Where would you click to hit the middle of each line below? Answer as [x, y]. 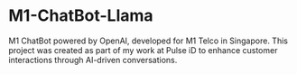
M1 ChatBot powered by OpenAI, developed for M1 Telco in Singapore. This [148, 41]
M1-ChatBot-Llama [81, 16]
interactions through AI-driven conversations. [93, 60]
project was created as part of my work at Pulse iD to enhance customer [143, 50]
